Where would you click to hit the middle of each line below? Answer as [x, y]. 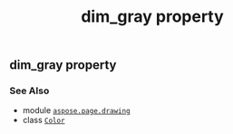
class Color [44, 120]
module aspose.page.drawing [76, 110]
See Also [29, 91]
